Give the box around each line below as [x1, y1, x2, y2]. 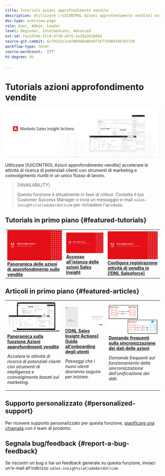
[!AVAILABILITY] [17, 182, 50, 188]
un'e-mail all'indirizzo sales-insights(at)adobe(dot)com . [5, 465, 119, 471]
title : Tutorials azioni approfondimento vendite [5, 8, 109, 13]
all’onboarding [65, 344, 96, 350]
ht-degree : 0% [5, 54, 34, 59]
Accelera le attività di [7, 353, 51, 359]
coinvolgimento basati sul [7, 374, 59, 380]
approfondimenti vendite [7, 344, 59, 350]
